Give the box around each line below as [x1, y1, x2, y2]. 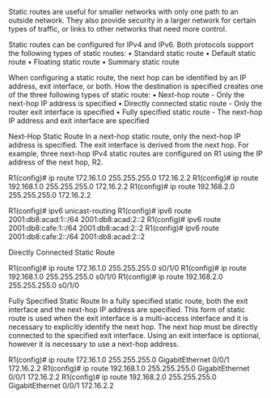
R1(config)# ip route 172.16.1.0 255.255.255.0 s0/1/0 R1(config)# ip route [8, 263, 247, 272]
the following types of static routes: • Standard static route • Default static [8, 49, 256, 58]
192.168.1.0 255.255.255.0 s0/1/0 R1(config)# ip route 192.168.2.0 [8, 272, 224, 281]
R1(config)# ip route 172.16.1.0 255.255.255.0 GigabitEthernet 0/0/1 [8, 355, 230, 364]
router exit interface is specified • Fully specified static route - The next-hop [8, 107, 263, 117]
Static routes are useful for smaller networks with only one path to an [8, 7, 239, 16]
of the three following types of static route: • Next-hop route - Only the [8, 90, 245, 100]
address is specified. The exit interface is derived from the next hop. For [8, 140, 249, 149]
